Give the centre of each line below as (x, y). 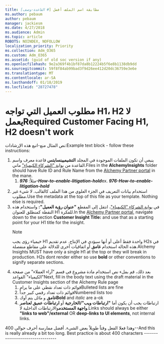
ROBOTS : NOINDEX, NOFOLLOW (33, 42)
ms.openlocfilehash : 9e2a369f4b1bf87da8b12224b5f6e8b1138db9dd (71, 64)
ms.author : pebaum (24, 14)
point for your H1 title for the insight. (48, 223)
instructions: (18, 151)
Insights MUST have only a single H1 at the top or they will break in (79, 252)
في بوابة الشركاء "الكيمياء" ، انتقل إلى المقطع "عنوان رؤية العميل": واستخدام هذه (86, 207)
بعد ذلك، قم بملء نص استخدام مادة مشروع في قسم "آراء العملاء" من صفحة (81, 272)
